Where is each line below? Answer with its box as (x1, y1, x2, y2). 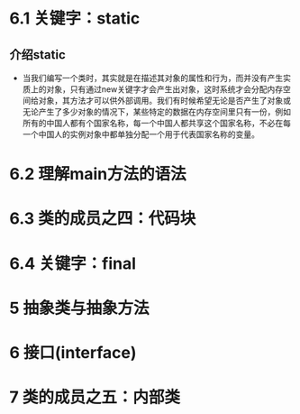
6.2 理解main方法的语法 (9, 164, 186, 185)
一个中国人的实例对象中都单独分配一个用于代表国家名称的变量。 (22, 129, 259, 140)
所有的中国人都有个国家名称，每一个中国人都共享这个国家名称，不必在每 (22, 118, 291, 128)
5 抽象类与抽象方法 (9, 298, 150, 318)
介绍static (9, 47, 66, 62)
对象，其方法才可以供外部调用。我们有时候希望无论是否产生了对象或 (38, 96, 291, 106)
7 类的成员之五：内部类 (9, 387, 180, 408)
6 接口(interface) (9, 342, 137, 363)
